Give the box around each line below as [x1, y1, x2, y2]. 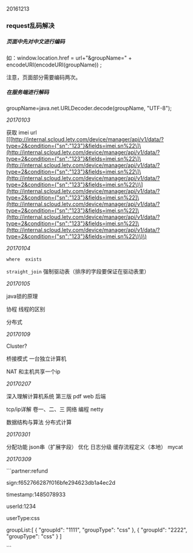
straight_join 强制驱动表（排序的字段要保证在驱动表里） [6, 267, 150, 275]
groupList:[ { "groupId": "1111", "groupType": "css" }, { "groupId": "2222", [6, 526, 188, 534]
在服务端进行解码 [6, 88, 49, 96]
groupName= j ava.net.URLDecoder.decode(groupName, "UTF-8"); [6, 104, 172, 111]
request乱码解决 [6, 21, 55, 30]
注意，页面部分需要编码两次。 [6, 73, 81, 81]
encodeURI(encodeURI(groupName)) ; [6, 61, 102, 68]
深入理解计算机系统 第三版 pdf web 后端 [6, 392, 106, 400]
